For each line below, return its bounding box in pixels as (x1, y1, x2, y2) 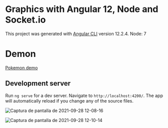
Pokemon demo (5, 64, 38, 70)
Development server (5, 79, 71, 88)
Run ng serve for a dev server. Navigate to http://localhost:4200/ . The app (5, 92, 163, 98)
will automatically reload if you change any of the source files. (5, 97, 134, 103)
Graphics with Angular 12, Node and (5, 3, 158, 15)
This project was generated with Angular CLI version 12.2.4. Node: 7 (5, 30, 147, 36)
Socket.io (5, 14, 46, 25)
